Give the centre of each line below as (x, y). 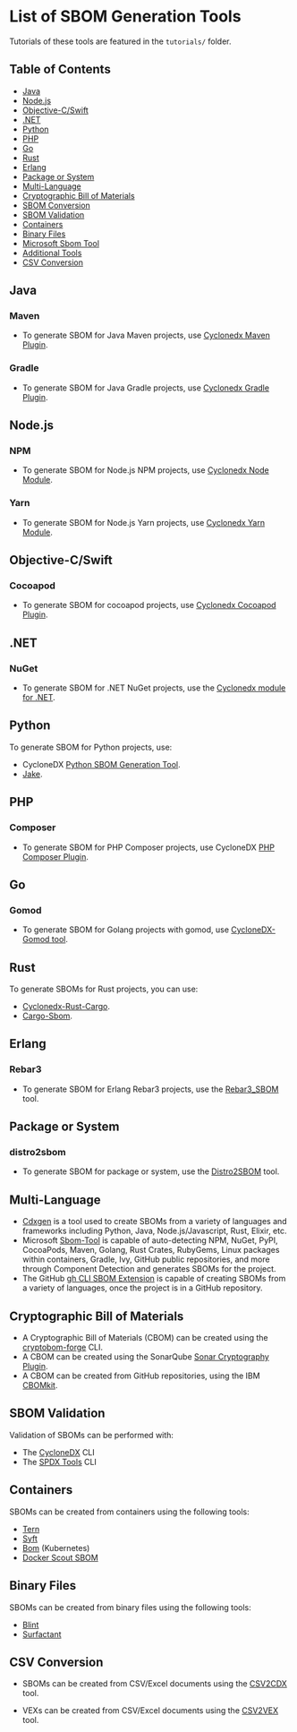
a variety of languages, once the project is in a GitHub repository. (142, 1288)
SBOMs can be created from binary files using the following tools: (131, 1607)
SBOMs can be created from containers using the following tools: (130, 1512)
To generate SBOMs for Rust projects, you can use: (104, 989)
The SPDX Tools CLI (59, 1462)
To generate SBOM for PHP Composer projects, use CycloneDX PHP (148, 847)
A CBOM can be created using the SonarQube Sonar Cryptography (146, 1357)
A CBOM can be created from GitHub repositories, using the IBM (141, 1376)
